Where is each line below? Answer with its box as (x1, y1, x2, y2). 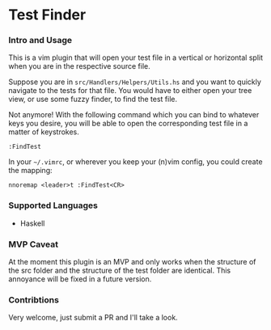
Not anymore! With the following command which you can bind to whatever (8, 110, 260, 120)
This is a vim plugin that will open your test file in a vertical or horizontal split (8, 53, 263, 62)
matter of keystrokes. (8, 127, 79, 137)
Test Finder (8, 6, 87, 24)
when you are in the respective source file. (8, 61, 151, 71)
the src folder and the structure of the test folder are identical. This (8, 265, 231, 276)
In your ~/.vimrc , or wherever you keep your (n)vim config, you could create (8, 157, 263, 167)
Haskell (19, 218, 45, 228)
